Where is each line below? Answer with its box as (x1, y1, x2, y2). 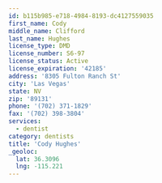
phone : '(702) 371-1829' (8, 102, 92, 110)
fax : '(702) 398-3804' (8, 110, 85, 118)
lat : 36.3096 (15, 155, 60, 163)
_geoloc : (8, 147, 38, 155)
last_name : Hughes (8, 34, 70, 43)
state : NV (8, 87, 42, 96)
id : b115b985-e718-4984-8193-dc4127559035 (8, 11, 154, 20)
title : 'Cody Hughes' (8, 139, 82, 148)
